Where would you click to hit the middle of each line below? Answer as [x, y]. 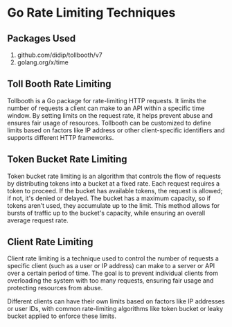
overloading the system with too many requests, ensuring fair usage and [110, 281]
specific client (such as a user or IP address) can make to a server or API [111, 266]
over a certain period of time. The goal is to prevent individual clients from [113, 273]
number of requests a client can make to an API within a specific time [106, 108]
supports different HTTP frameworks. [61, 137]
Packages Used [42, 38]
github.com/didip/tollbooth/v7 [60, 55]
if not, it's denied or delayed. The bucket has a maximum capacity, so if [109, 198]
